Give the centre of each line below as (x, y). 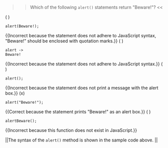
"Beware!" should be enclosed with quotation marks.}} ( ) (64, 41)
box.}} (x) (15, 93)
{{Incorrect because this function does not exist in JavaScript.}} (71, 130)
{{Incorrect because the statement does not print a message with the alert (82, 88)
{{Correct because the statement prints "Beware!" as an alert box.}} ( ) (78, 112)
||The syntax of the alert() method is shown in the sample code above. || (81, 140)
